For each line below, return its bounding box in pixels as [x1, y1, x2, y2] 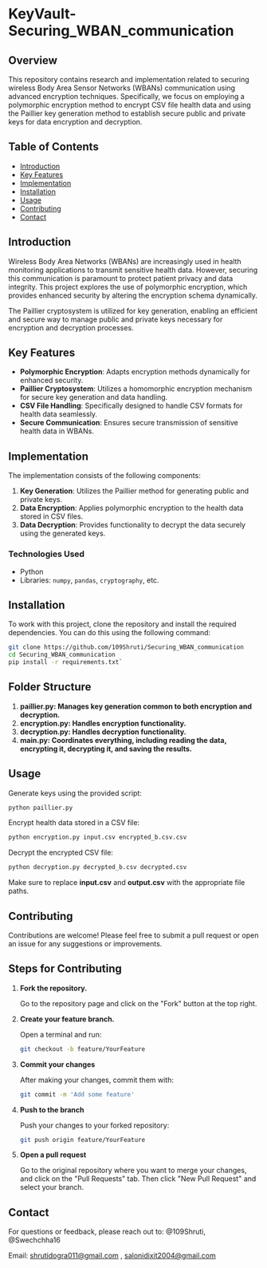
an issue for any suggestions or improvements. [8, 939, 163, 949]
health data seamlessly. [19, 409, 98, 419]
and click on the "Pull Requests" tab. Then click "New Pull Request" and [19, 1174, 257, 1183]
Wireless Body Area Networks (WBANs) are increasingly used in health [8, 256, 241, 266]
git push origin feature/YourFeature [19, 1136, 146, 1144]
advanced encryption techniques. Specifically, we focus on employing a [8, 92, 245, 101]
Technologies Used [8, 548, 85, 559]
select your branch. [19, 1183, 84, 1192]
